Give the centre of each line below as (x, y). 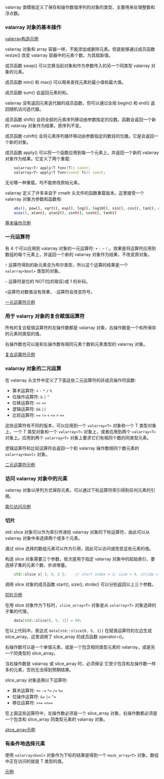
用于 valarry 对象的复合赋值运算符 (45, 316)
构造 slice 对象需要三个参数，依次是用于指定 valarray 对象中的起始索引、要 (80, 559)
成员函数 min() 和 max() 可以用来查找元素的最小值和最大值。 (65, 82)
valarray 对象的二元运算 (33, 369)
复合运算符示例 (20, 354)
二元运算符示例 (20, 465)
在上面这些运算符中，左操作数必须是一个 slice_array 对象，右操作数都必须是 (81, 713)
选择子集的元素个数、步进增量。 (37, 565)
